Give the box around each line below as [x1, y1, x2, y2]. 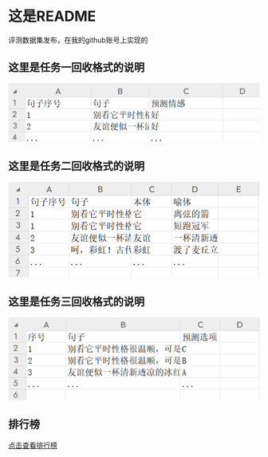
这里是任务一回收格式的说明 [8, 61, 145, 74]
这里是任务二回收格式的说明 [8, 160, 145, 173]
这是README [8, 7, 97, 26]
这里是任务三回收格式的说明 [8, 295, 145, 309]
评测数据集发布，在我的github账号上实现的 [8, 35, 148, 45]
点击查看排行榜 [8, 440, 57, 450]
